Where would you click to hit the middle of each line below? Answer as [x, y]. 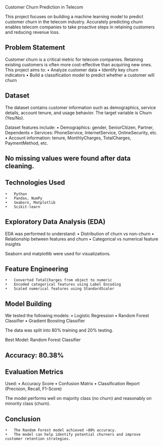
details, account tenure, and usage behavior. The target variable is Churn [79, 113]
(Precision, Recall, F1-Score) [33, 389]
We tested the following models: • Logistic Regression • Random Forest [77, 316]
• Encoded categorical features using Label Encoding [63, 285]
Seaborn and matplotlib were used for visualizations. [58, 253]
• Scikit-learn [23, 207]
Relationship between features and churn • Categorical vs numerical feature [82, 239]
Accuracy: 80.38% [35, 355]
